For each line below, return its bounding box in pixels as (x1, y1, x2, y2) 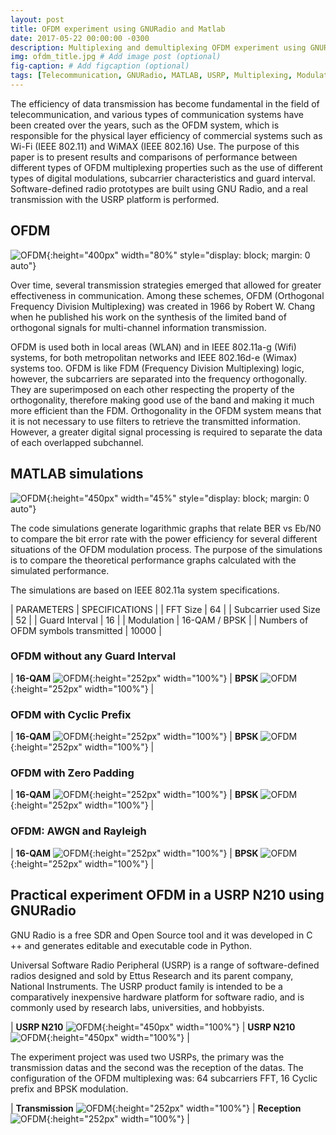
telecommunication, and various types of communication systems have (10, 108, 304, 120)
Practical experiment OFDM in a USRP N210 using (10, 887, 325, 904)
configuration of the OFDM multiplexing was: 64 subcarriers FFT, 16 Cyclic (10, 1072, 318, 1084)
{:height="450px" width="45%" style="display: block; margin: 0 (46, 492, 310, 504)
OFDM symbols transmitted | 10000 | (10, 624, 162, 636)
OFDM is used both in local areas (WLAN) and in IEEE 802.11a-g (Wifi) (10, 341, 297, 353)
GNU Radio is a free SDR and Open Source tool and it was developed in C (10, 929, 313, 941)
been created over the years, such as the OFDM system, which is (10, 119, 280, 131)
